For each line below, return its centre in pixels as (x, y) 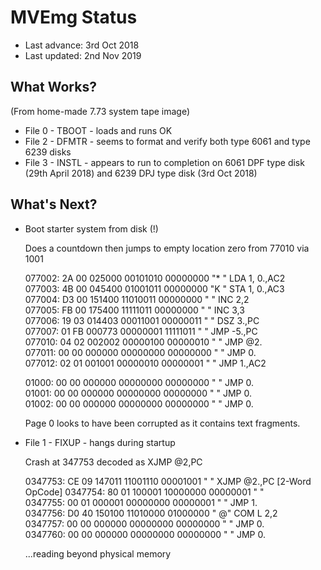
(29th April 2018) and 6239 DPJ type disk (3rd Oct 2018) (141, 173)
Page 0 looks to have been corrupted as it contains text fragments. (162, 423)
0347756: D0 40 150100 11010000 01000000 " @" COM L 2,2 (151, 513)
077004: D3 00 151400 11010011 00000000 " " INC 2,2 (137, 299)
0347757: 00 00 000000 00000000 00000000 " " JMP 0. (144, 523)
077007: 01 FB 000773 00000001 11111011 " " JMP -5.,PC (141, 331)
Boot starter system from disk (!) (91, 228)
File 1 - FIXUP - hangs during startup (100, 442)
